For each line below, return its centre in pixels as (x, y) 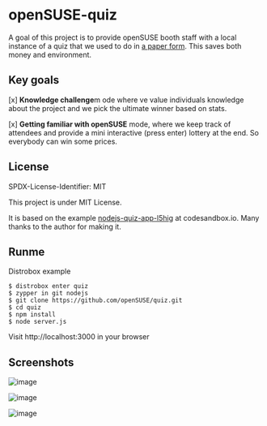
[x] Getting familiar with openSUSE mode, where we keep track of (120, 124)
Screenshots (41, 362)
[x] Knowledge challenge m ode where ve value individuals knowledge (126, 100)
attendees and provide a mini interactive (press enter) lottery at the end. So (133, 132)
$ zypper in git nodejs (49, 294)
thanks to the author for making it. (65, 226)
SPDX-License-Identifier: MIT (57, 186)
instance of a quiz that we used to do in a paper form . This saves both (125, 45)
